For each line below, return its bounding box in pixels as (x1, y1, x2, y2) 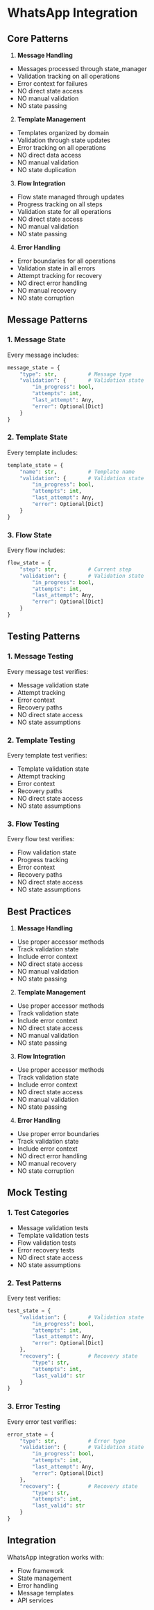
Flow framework (17, 1566, 65, 1574)
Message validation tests (17, 1223, 89, 1232)
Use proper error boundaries (17, 1130, 100, 1137)
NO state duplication (17, 166, 76, 174)
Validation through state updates (17, 136, 111, 144)
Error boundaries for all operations (17, 256, 116, 265)
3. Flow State (7, 530, 52, 539)
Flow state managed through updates (17, 193, 125, 201)
